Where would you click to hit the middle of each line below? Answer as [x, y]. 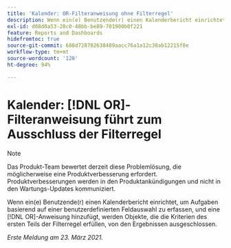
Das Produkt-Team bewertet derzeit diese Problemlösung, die [95, 167]
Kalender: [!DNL [54, 105]
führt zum [133, 120]
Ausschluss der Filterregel [84, 134]
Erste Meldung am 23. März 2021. [55, 237]
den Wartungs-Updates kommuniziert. [61, 188]
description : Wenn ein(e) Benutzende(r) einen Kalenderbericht [100, 20]
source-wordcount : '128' [43, 59]
